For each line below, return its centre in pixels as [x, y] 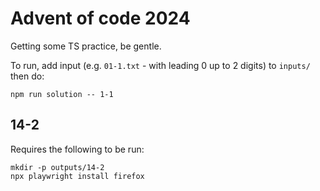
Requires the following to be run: [77, 149]
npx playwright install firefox [77, 176]
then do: [27, 76]
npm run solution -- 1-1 [62, 94]
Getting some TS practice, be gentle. [86, 46]
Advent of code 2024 [100, 18]
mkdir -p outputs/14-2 [57, 167]
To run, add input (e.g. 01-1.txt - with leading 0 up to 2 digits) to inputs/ [160, 65]
